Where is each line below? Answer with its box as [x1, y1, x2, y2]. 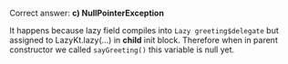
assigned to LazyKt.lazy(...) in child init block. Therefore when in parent [9, 35, 278, 45]
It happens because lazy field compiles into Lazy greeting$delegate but [9, 25, 280, 35]
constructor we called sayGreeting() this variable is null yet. [9, 44, 235, 55]
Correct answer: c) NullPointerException [9, 8, 164, 18]
